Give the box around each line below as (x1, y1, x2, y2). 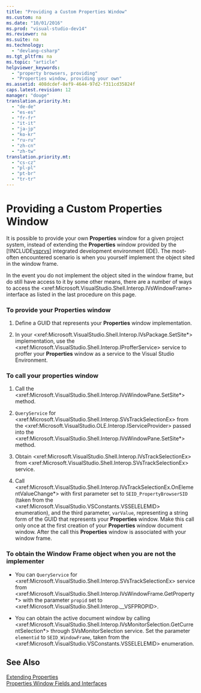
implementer (6, 557, 44, 566)
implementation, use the (14, 337, 75, 345)
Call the (14, 385, 34, 392)
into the (14, 428, 34, 436)
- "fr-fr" (11, 115, 36, 121)
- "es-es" (11, 109, 36, 115)
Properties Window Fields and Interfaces (6, 679, 107, 687)
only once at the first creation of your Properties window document (14, 522, 183, 529)
